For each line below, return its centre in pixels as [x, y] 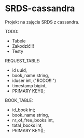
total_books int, [27, 125]
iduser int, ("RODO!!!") [34, 80]
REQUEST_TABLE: [23, 60]
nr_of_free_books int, [33, 120]
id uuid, [20, 70]
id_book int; [24, 110]
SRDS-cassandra [40, 9]
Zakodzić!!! [23, 46]
